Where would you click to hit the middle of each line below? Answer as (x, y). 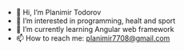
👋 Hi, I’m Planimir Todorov (58, 12)
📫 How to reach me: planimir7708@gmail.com (93, 38)
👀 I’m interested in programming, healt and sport (96, 21)
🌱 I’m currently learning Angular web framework (95, 29)
